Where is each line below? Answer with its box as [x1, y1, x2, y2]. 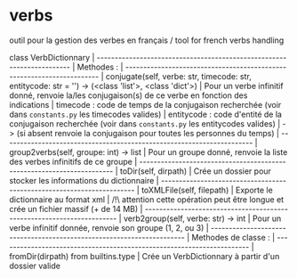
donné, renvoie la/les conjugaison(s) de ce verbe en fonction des [9, 90, 248, 101]
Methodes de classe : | [191, 232, 276, 242]
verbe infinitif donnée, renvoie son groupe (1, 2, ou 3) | [9, 222, 209, 233]
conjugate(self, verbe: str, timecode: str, [105, 70, 252, 81]
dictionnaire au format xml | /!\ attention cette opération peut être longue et [9, 193, 285, 205]
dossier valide [9, 260, 60, 271]
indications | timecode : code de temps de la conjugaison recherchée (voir [9, 99, 282, 110]
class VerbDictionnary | [9, 52, 95, 62]
